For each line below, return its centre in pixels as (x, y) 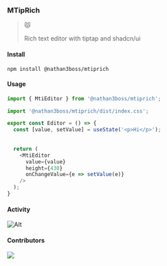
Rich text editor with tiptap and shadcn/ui (82, 38)
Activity (19, 209)
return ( (26, 149)
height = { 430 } (44, 168)
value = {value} (46, 162)
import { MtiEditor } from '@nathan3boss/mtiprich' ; (84, 98)
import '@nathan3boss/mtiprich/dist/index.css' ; (78, 111)
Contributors (26, 240)
